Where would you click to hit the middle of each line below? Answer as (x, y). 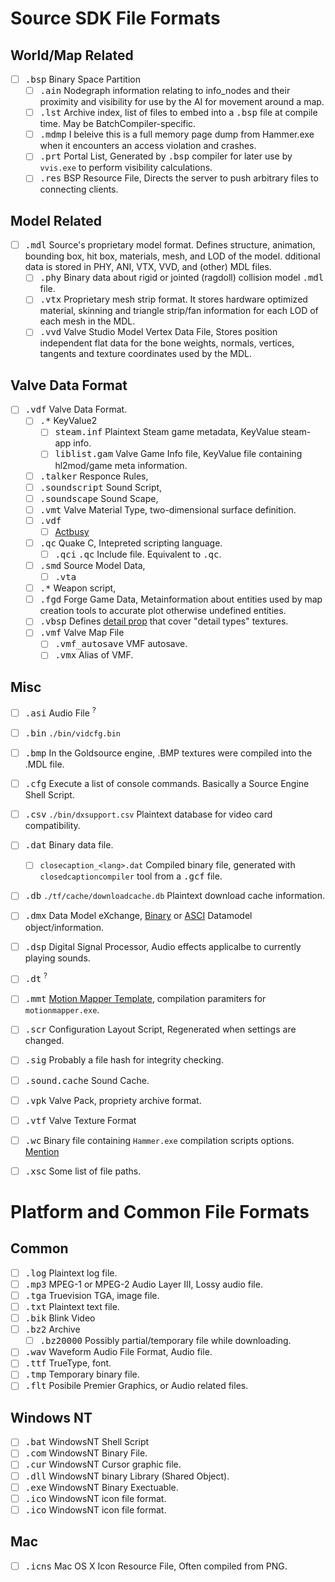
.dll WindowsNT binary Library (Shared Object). (127, 1476)
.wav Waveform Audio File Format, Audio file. (118, 1352)
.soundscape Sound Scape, (99, 498)
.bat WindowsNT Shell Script (87, 1442)
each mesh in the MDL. (87, 321)
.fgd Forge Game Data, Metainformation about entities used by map (181, 599)
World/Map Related (72, 55)
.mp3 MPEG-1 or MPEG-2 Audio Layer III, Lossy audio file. (143, 1284)
